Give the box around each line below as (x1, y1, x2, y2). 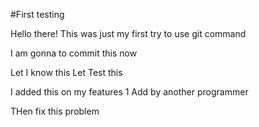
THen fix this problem (10, 105, 100, 117)
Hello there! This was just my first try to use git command (10, 28, 247, 39)
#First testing (10, 9, 65, 20)
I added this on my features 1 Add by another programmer (10, 86, 249, 98)
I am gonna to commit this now (10, 47, 138, 59)
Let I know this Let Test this (10, 67, 123, 78)
